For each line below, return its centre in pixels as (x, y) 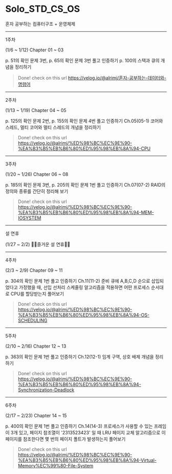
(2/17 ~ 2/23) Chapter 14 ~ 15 (36, 415)
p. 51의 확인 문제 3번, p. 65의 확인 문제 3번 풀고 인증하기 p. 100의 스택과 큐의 (82, 60)
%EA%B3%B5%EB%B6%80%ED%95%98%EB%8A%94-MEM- (86, 212)
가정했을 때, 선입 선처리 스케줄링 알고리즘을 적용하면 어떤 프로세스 (84, 287)
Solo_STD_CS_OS (43, 9)
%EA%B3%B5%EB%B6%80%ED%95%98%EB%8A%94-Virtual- (87, 460)
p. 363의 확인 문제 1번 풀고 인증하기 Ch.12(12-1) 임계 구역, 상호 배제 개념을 (80, 357)
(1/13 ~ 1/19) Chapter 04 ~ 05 (36, 110)
